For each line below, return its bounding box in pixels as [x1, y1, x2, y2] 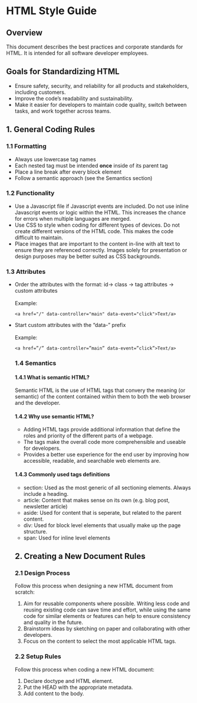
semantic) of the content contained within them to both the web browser [14, 393, 191, 400]
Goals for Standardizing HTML [6, 67, 120, 77]
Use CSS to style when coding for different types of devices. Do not [14, 221, 180, 228]
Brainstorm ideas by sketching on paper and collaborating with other [23, 625, 191, 632]
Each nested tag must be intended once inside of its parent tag [14, 162, 168, 169]
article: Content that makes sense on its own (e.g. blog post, [23, 496, 170, 503]
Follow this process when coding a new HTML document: [14, 666, 155, 673]
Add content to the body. [23, 689, 84, 697]
